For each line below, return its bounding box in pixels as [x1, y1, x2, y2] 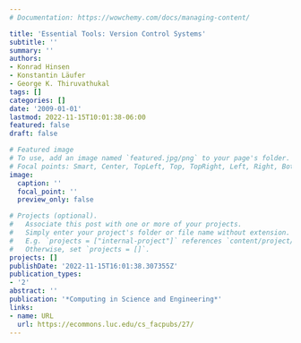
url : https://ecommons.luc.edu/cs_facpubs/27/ [17, 320, 194, 329]
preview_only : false [17, 195, 94, 204]
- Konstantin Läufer [9, 71, 87, 81]
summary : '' [9, 46, 54, 55]
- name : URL [9, 311, 54, 321]
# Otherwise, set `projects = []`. [9, 244, 150, 253]
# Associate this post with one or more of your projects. [9, 220, 243, 229]
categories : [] [9, 96, 66, 105]
